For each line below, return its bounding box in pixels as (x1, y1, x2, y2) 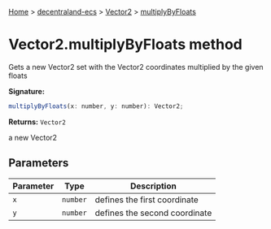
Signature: (8, 86, 45, 96)
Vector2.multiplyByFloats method (8, 36, 243, 54)
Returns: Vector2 (8, 117, 67, 127)
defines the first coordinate (94, 194, 199, 205)
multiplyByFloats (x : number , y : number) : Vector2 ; (8, 102, 184, 110)
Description (129, 180, 177, 192)
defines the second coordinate (94, 207, 212, 218)
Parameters (8, 156, 69, 170)
